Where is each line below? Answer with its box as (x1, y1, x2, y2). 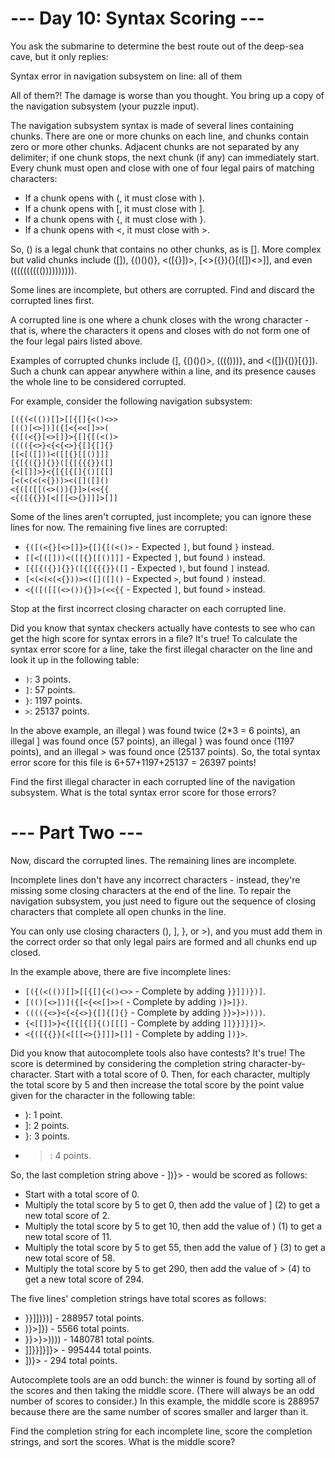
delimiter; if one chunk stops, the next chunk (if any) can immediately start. (10, 151, 320, 163)
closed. (10, 946, 41, 958)
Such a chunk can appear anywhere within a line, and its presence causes (10, 365, 317, 377)
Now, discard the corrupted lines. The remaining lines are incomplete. (10, 854, 297, 866)
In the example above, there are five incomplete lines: (10, 965, 231, 977)
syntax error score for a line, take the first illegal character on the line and (10, 643, 313, 655)
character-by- (248, 1057, 306, 1069)
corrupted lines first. (10, 294, 95, 306)
